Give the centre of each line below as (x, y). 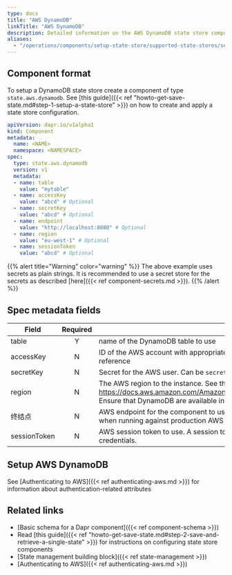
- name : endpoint (38, 221)
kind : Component (30, 131)
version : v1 (31, 170)
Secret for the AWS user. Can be (152, 372)
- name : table (33, 183)
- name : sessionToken (45, 247)
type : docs (23, 13)
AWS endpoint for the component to (157, 412)
